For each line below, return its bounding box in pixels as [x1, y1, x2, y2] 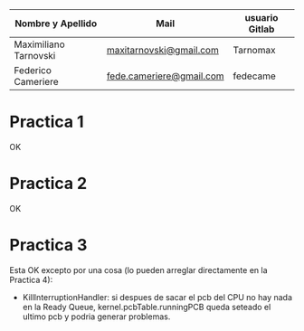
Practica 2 [9, 174, 88, 194]
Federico [14, 64, 52, 76]
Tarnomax [233, 44, 276, 56]
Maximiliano [14, 38, 65, 51]
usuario [244, 12, 279, 24]
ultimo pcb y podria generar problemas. [22, 311, 171, 322]
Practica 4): [9, 274, 53, 285]
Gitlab [248, 23, 275, 35]
